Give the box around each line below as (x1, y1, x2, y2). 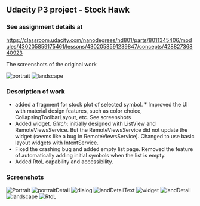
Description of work (6, 87, 65, 95)
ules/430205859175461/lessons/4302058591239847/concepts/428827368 (6, 43, 193, 50)
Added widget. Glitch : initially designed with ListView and (14, 120, 156, 127)
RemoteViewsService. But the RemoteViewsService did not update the (14, 126, 188, 134)
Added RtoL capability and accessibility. (14, 158, 113, 165)
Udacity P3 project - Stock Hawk (6, 5, 130, 15)
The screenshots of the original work (6, 60, 97, 68)
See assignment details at (6, 23, 83, 31)
